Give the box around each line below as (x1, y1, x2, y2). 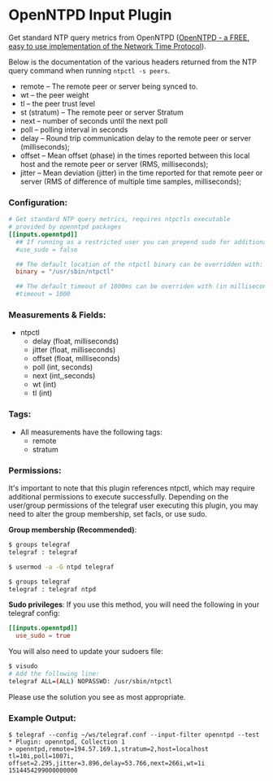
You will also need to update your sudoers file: (8, 647, 164, 657)
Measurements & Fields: (8, 309, 106, 321)
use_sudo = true (15, 632, 71, 640)
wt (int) (32, 380, 57, 390)
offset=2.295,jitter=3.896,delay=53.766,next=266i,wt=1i (8, 759, 206, 768)
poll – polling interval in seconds (19, 124, 128, 134)
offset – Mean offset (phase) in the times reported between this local (19, 151, 250, 160)
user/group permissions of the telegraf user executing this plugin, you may (8, 500, 258, 510)
